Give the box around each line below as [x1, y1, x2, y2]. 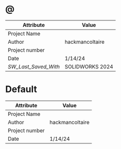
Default [5, 83, 37, 95]
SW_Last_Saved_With [8, 63, 60, 70]
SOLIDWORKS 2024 [64, 63, 113, 70]
